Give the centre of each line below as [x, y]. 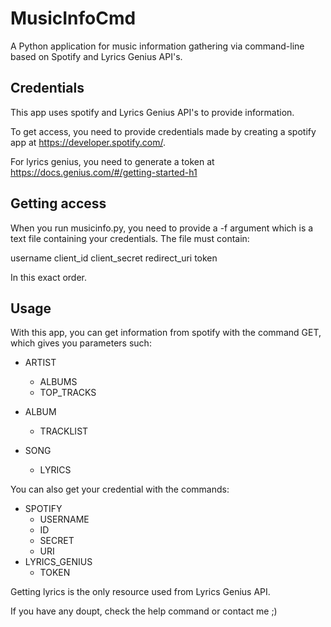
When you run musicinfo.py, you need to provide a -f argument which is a [162, 228]
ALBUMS [58, 382]
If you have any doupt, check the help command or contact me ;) [144, 611]
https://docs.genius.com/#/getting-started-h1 [104, 172]
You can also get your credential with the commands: [120, 489]
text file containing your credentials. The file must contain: [130, 238]
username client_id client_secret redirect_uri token [114, 258]
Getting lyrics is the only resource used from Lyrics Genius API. [140, 592]
